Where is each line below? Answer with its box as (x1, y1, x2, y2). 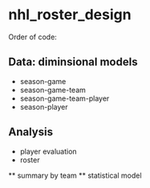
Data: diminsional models (8, 55, 138, 69)
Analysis (8, 126, 54, 139)
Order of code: (8, 32, 58, 42)
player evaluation (19, 146, 78, 156)
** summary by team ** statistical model (8, 170, 142, 180)
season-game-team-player (19, 94, 110, 103)
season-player (19, 102, 68, 111)
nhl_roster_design (8, 6, 132, 24)
